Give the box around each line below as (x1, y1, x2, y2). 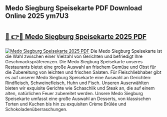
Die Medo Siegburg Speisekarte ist (90, 48, 162, 54)
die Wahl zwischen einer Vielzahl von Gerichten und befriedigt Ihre (5, 53, 143, 59)
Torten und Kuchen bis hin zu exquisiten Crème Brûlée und (5, 101, 126, 107)
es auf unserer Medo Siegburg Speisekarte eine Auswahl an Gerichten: (5, 75, 151, 80)
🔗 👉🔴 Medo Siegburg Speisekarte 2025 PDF (5, 32, 146, 41)
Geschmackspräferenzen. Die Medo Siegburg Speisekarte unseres (5, 59, 143, 64)
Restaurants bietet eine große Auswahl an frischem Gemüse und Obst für (5, 64, 156, 70)
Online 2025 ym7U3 (5, 12, 69, 20)
